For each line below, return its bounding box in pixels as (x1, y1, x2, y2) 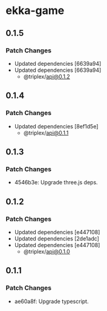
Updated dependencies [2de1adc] (14, 235, 99, 242)
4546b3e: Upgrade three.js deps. (14, 179, 98, 186)
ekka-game (5, 4, 65, 18)
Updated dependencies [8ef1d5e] (14, 122, 99, 130)
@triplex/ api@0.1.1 (23, 129, 69, 136)
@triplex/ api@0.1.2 (23, 72, 70, 80)
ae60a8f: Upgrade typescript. (14, 298, 89, 305)
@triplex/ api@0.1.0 (23, 248, 70, 255)
